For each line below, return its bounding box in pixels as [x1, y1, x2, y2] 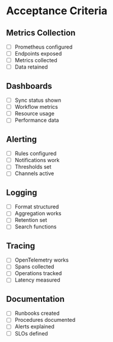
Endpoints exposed [14, 50, 62, 57]
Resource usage [14, 110, 55, 117]
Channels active [14, 170, 54, 177]
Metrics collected [14, 57, 57, 64]
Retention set [14, 217, 47, 224]
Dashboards [6, 81, 52, 91]
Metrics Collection [6, 28, 76, 38]
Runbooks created [14, 309, 60, 317]
